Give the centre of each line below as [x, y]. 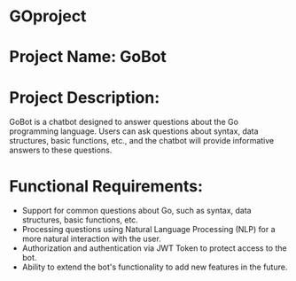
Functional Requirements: [106, 186]
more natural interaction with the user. [91, 239]
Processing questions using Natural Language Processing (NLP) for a [148, 230]
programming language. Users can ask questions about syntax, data [134, 131]
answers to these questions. [61, 150]
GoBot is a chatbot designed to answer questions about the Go [124, 122]
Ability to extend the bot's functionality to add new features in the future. [155, 267]
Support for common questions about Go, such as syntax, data [136, 211]
